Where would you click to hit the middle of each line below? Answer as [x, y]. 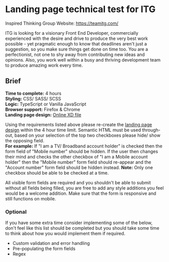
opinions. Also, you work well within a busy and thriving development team [83, 60]
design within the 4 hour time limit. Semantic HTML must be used [73, 130]
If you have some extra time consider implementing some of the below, [79, 223]
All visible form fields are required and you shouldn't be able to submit [78, 182]
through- [151, 130]
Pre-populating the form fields [44, 249]
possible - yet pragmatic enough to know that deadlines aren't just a [76, 43]
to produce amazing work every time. [44, 65]
